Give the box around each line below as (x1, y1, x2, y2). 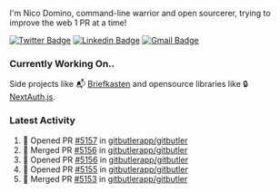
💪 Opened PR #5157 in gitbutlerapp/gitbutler (22, 135, 188, 146)
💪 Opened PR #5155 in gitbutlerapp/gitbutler (22, 163, 188, 175)
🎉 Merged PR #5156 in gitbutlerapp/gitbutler (22, 144, 188, 155)
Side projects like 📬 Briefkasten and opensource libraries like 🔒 (9, 79, 248, 90)
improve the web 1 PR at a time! (9, 17, 127, 28)
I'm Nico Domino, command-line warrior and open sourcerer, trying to (9, 8, 271, 18)
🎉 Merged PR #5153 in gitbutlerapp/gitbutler (22, 173, 188, 184)
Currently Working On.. (9, 57, 115, 70)
